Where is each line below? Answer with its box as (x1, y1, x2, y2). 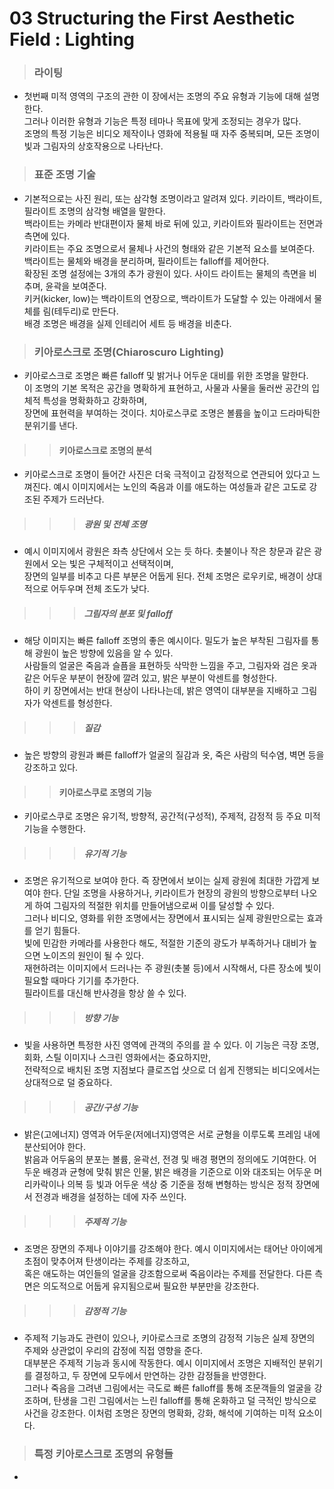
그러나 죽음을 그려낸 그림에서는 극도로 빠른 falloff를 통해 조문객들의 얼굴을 (23, 1382, 312, 1394)
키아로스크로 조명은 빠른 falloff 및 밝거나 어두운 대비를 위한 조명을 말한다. (23, 370, 309, 382)
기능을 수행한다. (23, 823, 86, 835)
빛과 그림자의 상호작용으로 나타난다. (23, 140, 164, 152)
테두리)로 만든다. (53, 305, 119, 317)
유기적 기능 (83, 847, 127, 859)
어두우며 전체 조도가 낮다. (50, 583, 150, 595)
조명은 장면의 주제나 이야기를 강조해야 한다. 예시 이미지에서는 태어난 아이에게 (23, 1243, 324, 1255)
